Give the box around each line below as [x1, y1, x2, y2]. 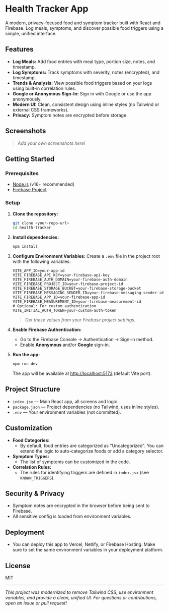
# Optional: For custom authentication [12, 304, 97, 309]
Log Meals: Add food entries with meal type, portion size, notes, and [12, 59, 155, 65]
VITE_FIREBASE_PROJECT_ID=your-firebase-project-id [12, 282, 123, 287]
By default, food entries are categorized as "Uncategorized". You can [20, 442, 164, 449]
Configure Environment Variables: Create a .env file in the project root [12, 253, 160, 259]
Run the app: [12, 352, 40, 358]
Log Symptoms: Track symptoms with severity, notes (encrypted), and [12, 69, 160, 75]
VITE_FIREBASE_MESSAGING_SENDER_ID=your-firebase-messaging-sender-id [12, 291, 164, 296]
